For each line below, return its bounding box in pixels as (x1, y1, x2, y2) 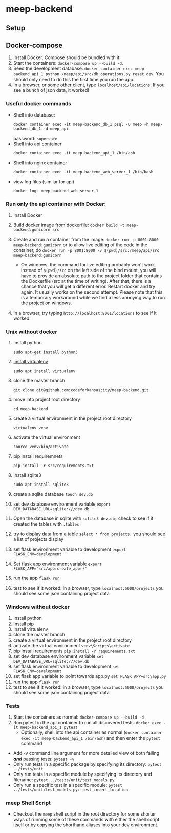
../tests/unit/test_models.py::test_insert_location (13, 787, 129, 792)
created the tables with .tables (13, 521, 79, 527)
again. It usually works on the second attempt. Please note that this (20, 288, 163, 295)
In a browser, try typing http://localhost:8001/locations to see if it (13, 309, 157, 316)
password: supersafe (13, 135, 58, 141)
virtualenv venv (13, 425, 48, 431)
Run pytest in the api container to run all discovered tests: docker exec (13, 719, 162, 725)
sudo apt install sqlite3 (13, 482, 69, 488)
